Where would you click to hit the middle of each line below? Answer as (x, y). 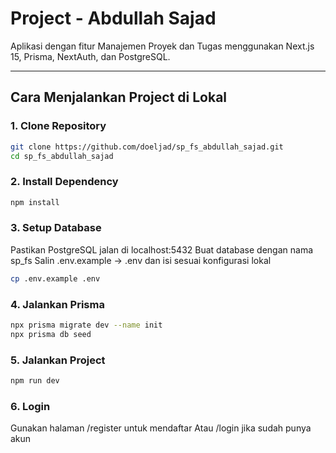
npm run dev (35, 381)
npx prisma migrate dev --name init (86, 325)
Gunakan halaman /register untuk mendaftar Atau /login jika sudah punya (161, 428)
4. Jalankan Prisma (57, 304)
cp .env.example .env (55, 278)
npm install (35, 202)
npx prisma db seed (51, 334)
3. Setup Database (56, 228)
